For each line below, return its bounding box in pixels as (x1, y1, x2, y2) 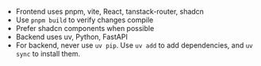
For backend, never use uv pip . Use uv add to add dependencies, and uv (15, 41, 254, 50)
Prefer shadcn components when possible (15, 24, 155, 33)
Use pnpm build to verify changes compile (15, 15, 154, 25)
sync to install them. (15, 49, 81, 58)
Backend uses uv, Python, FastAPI (15, 32, 129, 41)
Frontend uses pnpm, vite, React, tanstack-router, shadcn (15, 7, 205, 16)
